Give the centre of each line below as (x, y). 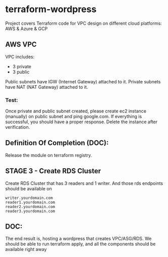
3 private (22, 66)
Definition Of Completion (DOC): (57, 143)
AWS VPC (21, 45)
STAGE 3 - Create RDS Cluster (53, 171)
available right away (26, 249)
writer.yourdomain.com (29, 198)
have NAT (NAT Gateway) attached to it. (47, 87)
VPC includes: (20, 57)
